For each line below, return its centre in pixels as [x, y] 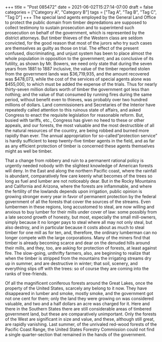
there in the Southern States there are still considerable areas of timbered [78, 309]
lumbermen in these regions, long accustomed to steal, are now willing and [80, 207]
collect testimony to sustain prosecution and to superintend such [70, 28]
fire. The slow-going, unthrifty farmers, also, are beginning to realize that [78, 253]
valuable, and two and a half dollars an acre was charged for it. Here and [77, 304]
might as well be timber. [29, 151]
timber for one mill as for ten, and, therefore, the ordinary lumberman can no [81, 233]
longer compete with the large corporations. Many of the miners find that [78, 238]
